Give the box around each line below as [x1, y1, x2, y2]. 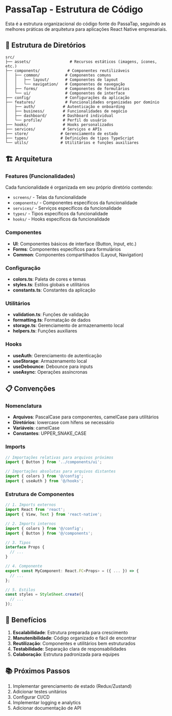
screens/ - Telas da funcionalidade [12, 194, 87, 200]
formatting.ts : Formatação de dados [12, 317, 91, 323]
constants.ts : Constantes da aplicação [12, 287, 96, 293]
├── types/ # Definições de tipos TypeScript [5, 135, 135, 141]
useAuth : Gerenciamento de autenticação [12, 352, 102, 358]
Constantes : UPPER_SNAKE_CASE [12, 430, 87, 436]
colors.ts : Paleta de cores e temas [12, 276, 86, 282]
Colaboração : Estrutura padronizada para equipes [12, 651, 120, 657]
